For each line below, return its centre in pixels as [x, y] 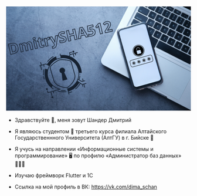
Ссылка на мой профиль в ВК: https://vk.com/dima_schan [86, 187]
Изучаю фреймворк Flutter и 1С [54, 175]
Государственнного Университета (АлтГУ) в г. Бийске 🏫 [84, 137]
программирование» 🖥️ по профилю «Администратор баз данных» [98, 156]
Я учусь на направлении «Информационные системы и [84, 149]
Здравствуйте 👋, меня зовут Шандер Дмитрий [73, 120]
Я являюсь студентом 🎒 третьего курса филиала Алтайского [91, 131]
